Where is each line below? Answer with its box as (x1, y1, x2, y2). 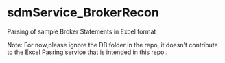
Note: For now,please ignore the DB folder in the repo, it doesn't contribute (7, 40, 218, 49)
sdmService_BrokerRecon (7, 5, 159, 21)
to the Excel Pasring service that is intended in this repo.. (7, 48, 168, 56)
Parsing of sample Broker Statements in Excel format (7, 27, 156, 36)
